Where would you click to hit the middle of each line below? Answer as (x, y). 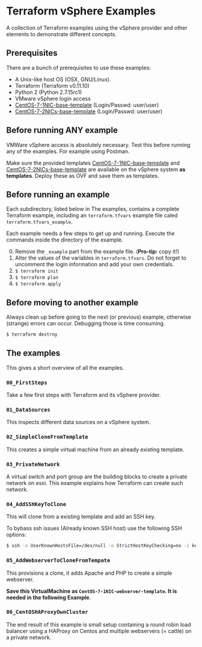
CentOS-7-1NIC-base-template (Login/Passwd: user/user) (87, 105)
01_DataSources (29, 410)
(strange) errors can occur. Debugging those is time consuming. (86, 323)
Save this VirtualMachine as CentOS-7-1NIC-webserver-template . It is (92, 591)
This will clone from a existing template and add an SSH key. (81, 517)
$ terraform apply (38, 284)
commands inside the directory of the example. (65, 240)
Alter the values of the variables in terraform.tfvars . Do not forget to (100, 258)
